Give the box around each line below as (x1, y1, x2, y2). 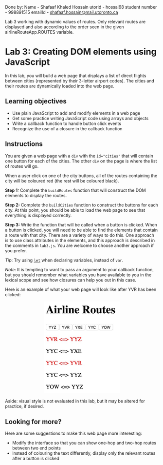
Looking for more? (5, 417, 62, 426)
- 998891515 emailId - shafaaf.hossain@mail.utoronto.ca (5, 9, 118, 15)
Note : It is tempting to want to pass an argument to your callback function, (5, 266, 154, 272)
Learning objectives (5, 97, 67, 105)
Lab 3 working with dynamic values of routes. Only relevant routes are (5, 19, 146, 24)
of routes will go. (5, 163, 39, 169)
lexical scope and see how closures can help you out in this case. (5, 277, 136, 283)
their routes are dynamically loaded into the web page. (5, 83, 114, 89)
